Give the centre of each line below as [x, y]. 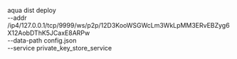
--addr [17, 18]
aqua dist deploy [32, 10]
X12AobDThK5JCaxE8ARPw [49, 33]
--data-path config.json [42, 41]
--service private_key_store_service [60, 48]
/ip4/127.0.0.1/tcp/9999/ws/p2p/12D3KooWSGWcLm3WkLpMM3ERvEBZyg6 [118, 25]
